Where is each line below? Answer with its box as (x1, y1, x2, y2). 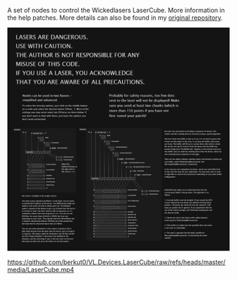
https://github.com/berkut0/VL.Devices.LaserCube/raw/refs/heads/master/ (7, 258, 226, 267)
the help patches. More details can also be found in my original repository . (7, 13, 224, 22)
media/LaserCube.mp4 (7, 265, 75, 274)
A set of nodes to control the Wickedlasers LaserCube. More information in (7, 6, 226, 14)
